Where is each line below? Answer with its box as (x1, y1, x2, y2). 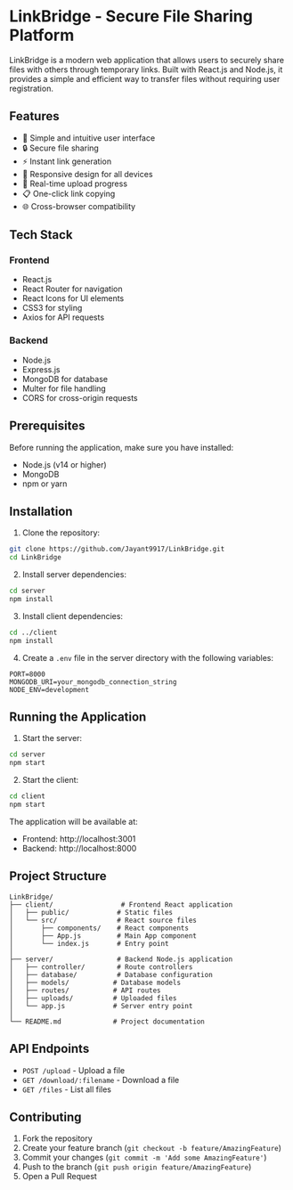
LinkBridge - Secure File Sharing (9, 6, 254, 27)
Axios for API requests (21, 312, 105, 322)
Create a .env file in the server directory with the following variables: (21, 652, 274, 663)
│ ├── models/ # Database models (9, 978, 181, 987)
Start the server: (21, 733, 83, 744)
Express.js (21, 363, 61, 375)
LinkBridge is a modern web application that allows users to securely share (9, 54, 285, 65)
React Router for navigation (21, 283, 123, 295)
